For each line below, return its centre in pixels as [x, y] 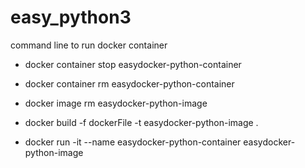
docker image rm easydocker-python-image [116, 103]
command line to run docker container [89, 45]
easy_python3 [71, 17]
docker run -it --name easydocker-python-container [133, 142]
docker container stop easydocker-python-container [133, 64]
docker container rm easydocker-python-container [129, 83]
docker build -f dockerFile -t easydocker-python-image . [141, 122]
